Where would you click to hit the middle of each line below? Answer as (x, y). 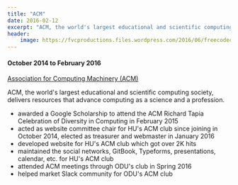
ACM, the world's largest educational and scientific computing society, (110, 92)
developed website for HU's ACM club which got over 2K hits (107, 144)
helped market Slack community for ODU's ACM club (95, 174)
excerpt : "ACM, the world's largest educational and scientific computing (120, 27)
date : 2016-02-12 (33, 21)
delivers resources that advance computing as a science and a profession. (116, 100)
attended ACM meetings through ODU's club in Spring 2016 (104, 167)
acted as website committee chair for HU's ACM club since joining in (118, 129)
